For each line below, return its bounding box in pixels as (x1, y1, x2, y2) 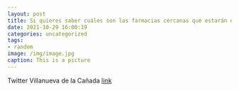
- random (7, 43, 33, 50)
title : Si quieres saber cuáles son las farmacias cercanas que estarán (7, 17, 228, 24)
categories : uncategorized (7, 30, 87, 38)
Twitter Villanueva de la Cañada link (7, 76, 112, 85)
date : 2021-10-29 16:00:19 (7, 23, 87, 31)
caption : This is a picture (7, 57, 91, 64)
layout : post (7, 10, 46, 18)
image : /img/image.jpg (7, 50, 75, 58)
